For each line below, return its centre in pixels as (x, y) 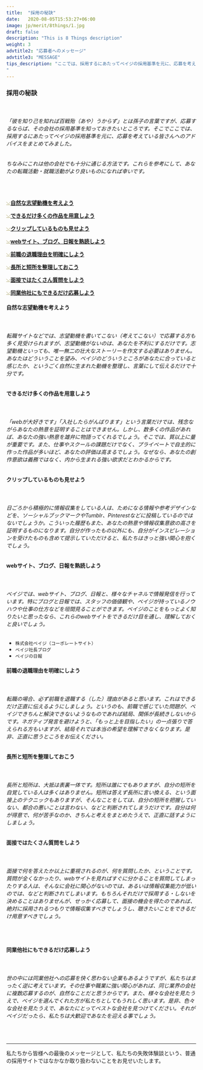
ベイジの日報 (29, 656)
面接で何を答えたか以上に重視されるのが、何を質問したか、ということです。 (101, 871)
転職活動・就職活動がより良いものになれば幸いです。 (82, 171)
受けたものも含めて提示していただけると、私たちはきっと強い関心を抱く (106, 538)
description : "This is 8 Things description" (64, 38)
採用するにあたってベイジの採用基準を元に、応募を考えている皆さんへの (96, 136)
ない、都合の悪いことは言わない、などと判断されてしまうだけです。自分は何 (101, 808)
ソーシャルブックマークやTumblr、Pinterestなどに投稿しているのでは (108, 516)
